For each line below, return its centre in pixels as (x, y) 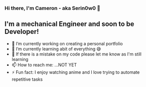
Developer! (22, 32)
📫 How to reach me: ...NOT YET (44, 65)
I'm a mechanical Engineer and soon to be (70, 24)
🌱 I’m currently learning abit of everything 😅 (56, 49)
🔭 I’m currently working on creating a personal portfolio (67, 43)
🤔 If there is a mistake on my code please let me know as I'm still (77, 54)
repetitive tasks (27, 79)
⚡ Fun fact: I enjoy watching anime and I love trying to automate (76, 72)
